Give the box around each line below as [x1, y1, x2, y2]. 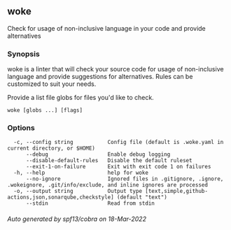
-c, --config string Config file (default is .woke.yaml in [13, 139, 224, 146]
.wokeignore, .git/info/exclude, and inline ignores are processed [7, 182, 209, 189]
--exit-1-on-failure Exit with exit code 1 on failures [25, 164, 211, 171]
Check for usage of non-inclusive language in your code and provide [7, 24, 206, 32]
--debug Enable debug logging [25, 151, 171, 158]
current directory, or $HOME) [7, 145, 96, 152]
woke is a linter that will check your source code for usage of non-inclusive [7, 65, 224, 73]
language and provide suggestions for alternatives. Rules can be [7, 73, 193, 81]
